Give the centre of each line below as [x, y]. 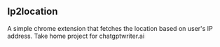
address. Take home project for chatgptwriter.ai [76, 36]
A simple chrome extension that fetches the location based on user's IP [110, 28]
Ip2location [33, 12]
